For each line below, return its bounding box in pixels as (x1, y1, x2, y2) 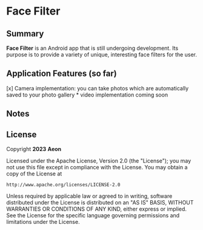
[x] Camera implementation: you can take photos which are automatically (6, 84, 189, 92)
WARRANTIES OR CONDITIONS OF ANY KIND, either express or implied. (6, 205, 187, 213)
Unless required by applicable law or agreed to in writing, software (6, 192, 173, 200)
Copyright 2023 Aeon (6, 146, 62, 153)
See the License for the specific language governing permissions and (6, 212, 180, 219)
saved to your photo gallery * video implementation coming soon (6, 91, 168, 98)
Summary (6, 29, 44, 39)
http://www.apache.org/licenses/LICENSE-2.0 (6, 182, 121, 188)
